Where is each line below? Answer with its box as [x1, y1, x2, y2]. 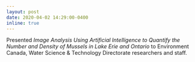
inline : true [6, 20, 40, 26]
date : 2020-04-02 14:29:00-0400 [6, 14, 88, 20]
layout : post [6, 8, 40, 15]
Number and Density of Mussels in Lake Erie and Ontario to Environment [6, 43, 190, 50]
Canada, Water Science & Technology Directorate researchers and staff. [6, 49, 188, 57]
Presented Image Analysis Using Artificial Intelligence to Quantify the [6, 37, 180, 44]
